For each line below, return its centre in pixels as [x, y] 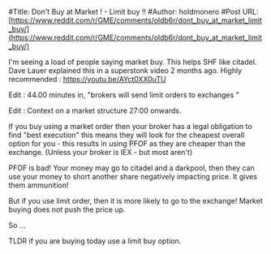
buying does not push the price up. [67, 209]
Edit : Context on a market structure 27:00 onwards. [95, 110]
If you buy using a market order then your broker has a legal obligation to [131, 126]
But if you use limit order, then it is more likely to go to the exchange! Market [135, 201]
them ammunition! [39, 185]
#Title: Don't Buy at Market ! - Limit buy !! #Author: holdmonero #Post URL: [133, 12]
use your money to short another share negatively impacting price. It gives [133, 177]
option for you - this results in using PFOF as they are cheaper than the [127, 144]
